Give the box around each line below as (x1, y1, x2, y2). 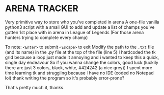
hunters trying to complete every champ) (5, 35, 88, 40)
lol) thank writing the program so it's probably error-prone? (5, 75, 125, 81)
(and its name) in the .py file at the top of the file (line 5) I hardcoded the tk (5, 49, 156, 55)
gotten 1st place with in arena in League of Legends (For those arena (5, 29, 144, 35)
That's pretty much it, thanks (5, 84, 64, 90)
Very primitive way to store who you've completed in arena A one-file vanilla (5, 19, 160, 25)
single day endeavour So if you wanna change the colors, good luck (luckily (5, 59, 159, 65)
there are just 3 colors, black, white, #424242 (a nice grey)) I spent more (5, 64, 153, 71)
